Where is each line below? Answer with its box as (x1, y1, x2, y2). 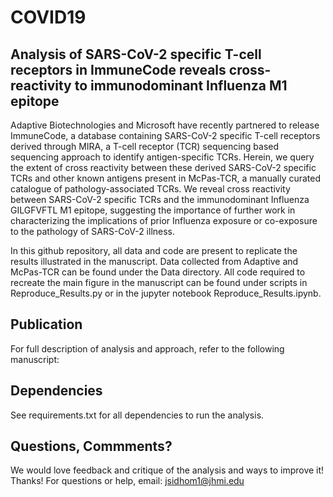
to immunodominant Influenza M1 (74, 77, 288, 94)
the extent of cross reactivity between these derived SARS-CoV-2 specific (10, 162, 317, 173)
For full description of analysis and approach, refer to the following (10, 342, 285, 355)
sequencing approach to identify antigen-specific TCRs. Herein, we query (10, 151, 315, 163)
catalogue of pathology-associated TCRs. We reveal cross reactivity (10, 183, 291, 195)
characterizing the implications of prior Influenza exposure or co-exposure (10, 215, 318, 226)
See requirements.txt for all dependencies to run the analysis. (10, 409, 265, 421)
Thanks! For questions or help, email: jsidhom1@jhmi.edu (10, 475, 245, 487)
